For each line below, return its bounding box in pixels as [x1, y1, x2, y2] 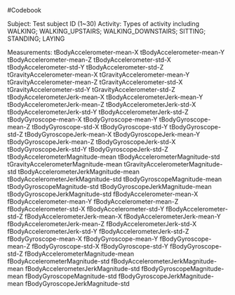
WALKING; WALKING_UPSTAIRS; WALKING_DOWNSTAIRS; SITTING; [7, 27, 206, 35]
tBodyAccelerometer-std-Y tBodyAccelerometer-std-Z [7, 63, 164, 71]
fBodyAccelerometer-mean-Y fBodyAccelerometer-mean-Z [7, 197, 179, 206]
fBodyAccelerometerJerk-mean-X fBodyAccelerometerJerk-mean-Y [24, 212, 221, 221]
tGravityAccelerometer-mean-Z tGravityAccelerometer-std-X [7, 78, 183, 86]
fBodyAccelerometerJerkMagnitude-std [25, 265, 140, 273]
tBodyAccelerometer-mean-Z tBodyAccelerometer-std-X [7, 55, 172, 64]
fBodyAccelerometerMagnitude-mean [24, 249, 135, 258]
